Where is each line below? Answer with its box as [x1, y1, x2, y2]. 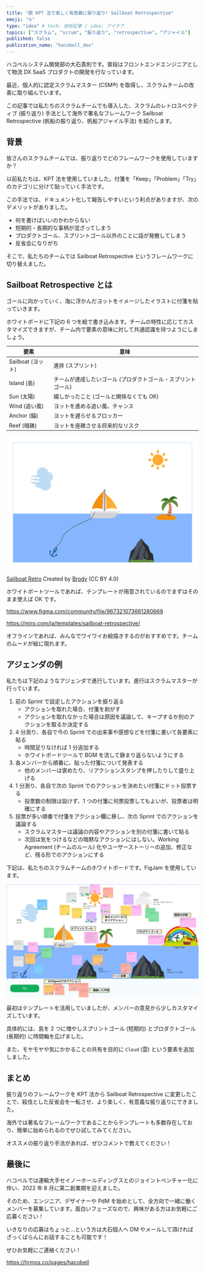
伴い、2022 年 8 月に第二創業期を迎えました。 [6, 1184, 124, 1192]
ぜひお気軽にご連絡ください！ [6, 1246, 81, 1254]
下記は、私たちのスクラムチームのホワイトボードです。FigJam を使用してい [6, 864, 196, 871]
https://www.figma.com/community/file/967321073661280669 [6, 607, 164, 615]
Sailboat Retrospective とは [6, 280, 113, 291]
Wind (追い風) [9, 402, 44, 410]
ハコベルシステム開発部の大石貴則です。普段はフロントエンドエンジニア [6, 61, 187, 67]
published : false [6, 36, 51, 42]
